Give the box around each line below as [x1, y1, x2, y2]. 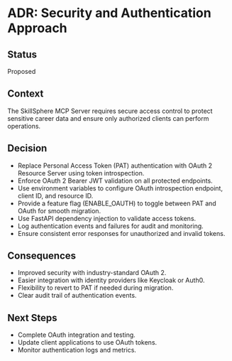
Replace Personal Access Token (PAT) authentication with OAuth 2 [17, 161, 213, 170]
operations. [7, 122, 41, 130]
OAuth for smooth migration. [17, 206, 101, 215]
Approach [7, 20, 67, 36]
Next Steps [7, 311, 57, 324]
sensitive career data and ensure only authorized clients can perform [7, 114, 209, 122]
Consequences [7, 250, 77, 262]
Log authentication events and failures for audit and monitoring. [17, 222, 204, 230]
